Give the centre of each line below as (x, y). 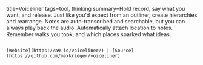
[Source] (123, 51)
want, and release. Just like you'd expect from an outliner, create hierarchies (102, 15)
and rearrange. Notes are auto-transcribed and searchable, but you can (96, 21)
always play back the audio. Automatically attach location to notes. (90, 28)
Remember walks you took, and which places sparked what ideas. (89, 34)
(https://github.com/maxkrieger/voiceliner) (63, 56)
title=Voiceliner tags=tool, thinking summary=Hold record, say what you (96, 9)
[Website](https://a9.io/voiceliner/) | (58, 51)
